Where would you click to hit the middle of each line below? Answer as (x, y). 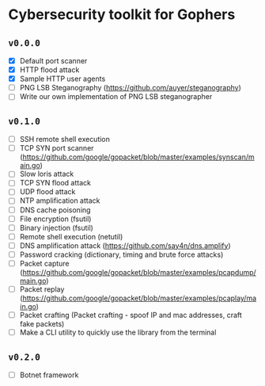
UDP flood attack (47, 192)
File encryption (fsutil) (55, 219)
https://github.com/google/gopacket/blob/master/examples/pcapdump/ (140, 272)
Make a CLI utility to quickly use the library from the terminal (118, 332)
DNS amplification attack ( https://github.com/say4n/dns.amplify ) (125, 245)
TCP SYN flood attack (55, 183)
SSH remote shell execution (65, 139)
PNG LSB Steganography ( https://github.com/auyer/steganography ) (130, 88)
